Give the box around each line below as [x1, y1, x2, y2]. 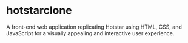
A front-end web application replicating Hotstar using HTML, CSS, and [6, 23, 182, 30]
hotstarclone [6, 4, 73, 17]
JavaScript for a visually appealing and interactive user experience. [6, 29, 175, 36]
